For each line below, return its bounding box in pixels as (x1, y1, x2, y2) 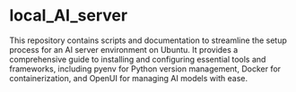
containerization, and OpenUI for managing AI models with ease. (9, 72, 248, 83)
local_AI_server (9, 5, 128, 26)
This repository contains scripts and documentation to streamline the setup (9, 35, 287, 46)
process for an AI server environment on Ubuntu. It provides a (9, 44, 239, 54)
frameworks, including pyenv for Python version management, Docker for (9, 63, 281, 74)
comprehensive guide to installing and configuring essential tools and (9, 54, 266, 64)
